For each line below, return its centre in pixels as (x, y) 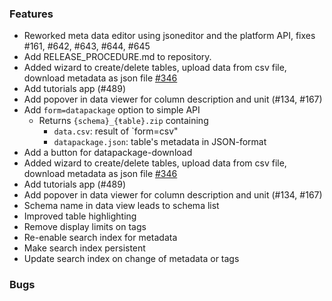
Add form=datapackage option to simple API (112, 110)
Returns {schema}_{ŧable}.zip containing (123, 121)
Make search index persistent (84, 248)
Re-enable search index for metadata (100, 238)
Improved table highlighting (80, 216)
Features (31, 14)
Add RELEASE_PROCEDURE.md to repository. (117, 57)
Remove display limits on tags (85, 227)
